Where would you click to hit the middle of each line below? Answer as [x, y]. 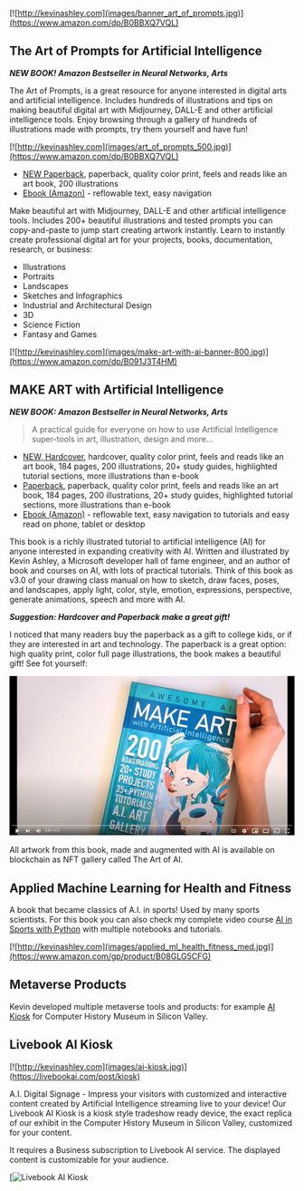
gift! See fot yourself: [48, 663]
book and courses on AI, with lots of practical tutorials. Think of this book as [152, 570]
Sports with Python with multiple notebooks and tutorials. [116, 929]
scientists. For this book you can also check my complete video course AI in [151, 920]
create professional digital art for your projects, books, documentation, [141, 239]
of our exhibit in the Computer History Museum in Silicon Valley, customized [151, 1122]
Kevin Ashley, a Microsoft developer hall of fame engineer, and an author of [150, 560]
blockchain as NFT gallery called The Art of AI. [96, 859]
